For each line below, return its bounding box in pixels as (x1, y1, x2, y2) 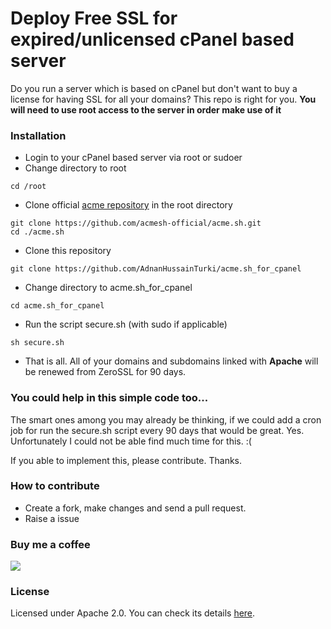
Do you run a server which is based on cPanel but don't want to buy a (10, 82, 298, 94)
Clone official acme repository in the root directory (24, 199, 233, 211)
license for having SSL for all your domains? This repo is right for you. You (10, 93, 317, 105)
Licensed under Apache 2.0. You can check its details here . (10, 607, 256, 619)
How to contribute (10, 479, 100, 493)
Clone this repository (24, 245, 112, 257)
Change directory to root (24, 162, 127, 174)
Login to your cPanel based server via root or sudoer (24, 152, 243, 164)
